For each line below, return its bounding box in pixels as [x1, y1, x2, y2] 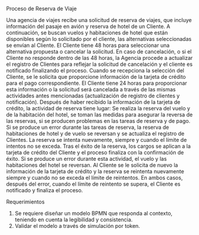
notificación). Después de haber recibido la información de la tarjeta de [6, 99, 181, 106]
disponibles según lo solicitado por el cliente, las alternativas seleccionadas [6, 36, 192, 42]
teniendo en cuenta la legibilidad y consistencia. [14, 216, 133, 223]
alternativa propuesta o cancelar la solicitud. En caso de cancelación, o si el [6, 48, 192, 55]
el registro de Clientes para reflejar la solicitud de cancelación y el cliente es [6, 61, 193, 68]
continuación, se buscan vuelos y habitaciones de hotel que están [6, 29, 168, 36]
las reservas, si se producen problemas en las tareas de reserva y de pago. [6, 117, 191, 124]
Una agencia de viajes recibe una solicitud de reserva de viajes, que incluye [6, 17, 192, 23]
